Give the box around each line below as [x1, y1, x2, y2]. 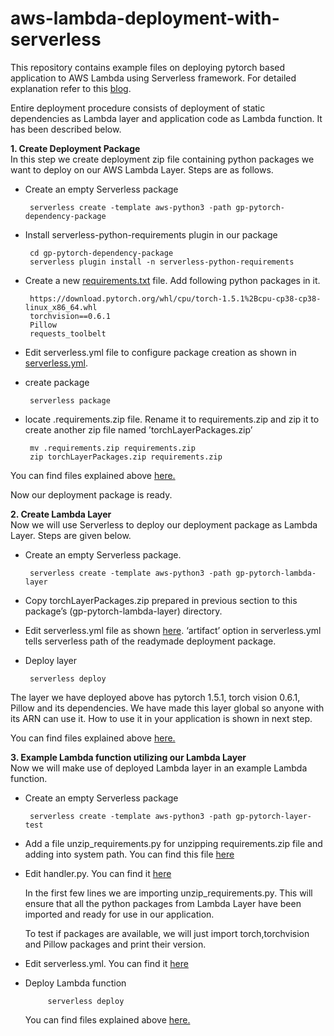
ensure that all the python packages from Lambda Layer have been [24, 897, 302, 909]
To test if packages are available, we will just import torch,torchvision [24, 927, 310, 939]
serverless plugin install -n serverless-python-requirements [29, 257, 295, 267]
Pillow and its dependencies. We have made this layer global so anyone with [10, 702, 325, 714]
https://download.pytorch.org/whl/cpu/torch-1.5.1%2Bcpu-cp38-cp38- [29, 293, 322, 304]
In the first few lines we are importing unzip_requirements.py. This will [24, 887, 313, 899]
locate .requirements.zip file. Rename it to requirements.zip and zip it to [24, 413, 320, 425]
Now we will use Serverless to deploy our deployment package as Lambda [10, 518, 318, 531]
